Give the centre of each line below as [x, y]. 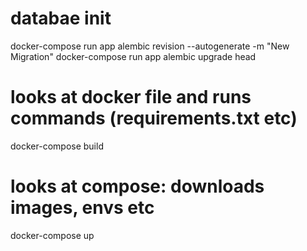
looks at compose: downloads [137, 186]
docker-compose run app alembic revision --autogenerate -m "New [150, 46]
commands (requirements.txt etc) [154, 118]
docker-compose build [57, 146]
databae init [61, 18]
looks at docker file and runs [131, 97]
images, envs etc [82, 208]
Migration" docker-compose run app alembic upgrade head [133, 56]
